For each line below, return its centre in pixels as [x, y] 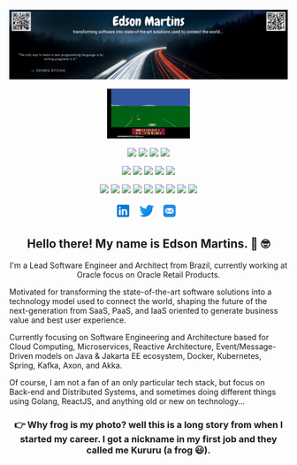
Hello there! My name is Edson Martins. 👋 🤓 [148, 244]
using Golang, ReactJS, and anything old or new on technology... [127, 401]
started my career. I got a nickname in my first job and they [148, 438]
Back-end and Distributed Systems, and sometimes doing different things [143, 392]
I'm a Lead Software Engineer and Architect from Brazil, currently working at [148, 265]
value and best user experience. [68, 320]
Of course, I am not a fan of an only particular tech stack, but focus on [137, 382]
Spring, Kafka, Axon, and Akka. [66, 365]
